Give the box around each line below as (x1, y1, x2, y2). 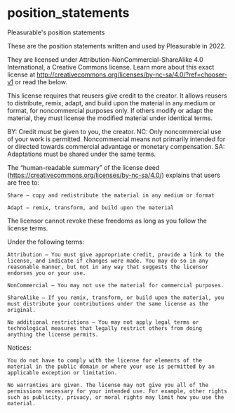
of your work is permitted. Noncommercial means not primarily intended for (7, 135, 226, 143)
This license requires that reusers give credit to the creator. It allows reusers (7, 91, 227, 100)
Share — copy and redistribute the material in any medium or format (7, 192, 215, 199)
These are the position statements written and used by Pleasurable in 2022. (7, 41, 227, 50)
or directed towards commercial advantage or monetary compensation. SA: (7, 142, 225, 150)
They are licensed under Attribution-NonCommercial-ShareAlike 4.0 (7, 55, 203, 64)
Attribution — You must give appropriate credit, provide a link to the (7, 251, 224, 258)
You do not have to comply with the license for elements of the (7, 357, 202, 364)
